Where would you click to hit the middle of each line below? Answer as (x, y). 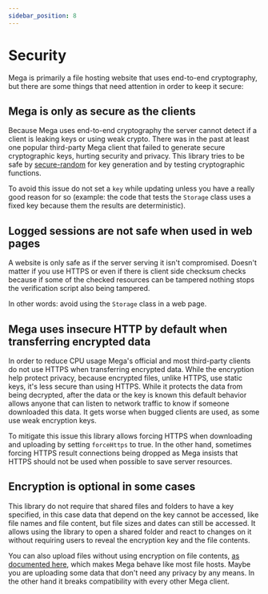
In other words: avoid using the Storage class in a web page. (108, 304)
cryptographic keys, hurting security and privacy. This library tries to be (127, 156)
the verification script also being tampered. (79, 289)
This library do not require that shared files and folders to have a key (121, 506)
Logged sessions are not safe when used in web (130, 230)
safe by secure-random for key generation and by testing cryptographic (127, 164)
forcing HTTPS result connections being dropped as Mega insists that (123, 453)
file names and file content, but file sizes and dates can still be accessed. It (132, 523)
